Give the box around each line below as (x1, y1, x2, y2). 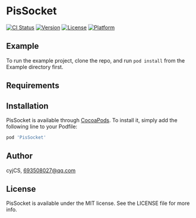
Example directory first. (6, 63, 64, 70)
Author (6, 151, 33, 161)
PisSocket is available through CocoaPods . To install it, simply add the (6, 116, 178, 123)
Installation (6, 101, 49, 111)
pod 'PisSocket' (6, 134, 46, 141)
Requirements (6, 80, 59, 91)
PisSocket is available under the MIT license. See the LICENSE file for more (6, 200, 190, 207)
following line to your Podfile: (6, 123, 78, 130)
